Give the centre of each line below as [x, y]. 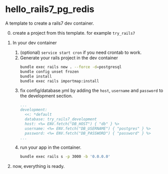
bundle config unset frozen [49, 71]
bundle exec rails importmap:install [60, 81]
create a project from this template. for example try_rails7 [74, 33]
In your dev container [34, 42]
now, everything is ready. [38, 166]
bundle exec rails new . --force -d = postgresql [71, 67]
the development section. [46, 96]
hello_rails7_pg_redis [50, 9]
